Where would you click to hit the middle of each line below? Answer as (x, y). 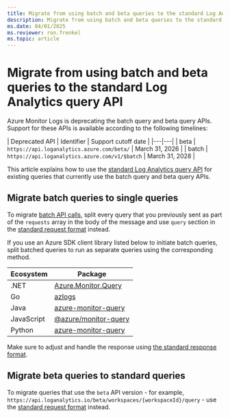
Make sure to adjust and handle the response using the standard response (112, 347)
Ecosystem (29, 273)
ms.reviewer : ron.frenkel (44, 33)
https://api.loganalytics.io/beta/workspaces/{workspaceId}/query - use (112, 399)
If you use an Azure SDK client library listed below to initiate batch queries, (112, 242)
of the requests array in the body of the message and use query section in (111, 222)
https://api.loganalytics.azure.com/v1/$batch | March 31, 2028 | (101, 156)
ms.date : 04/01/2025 (37, 26)
